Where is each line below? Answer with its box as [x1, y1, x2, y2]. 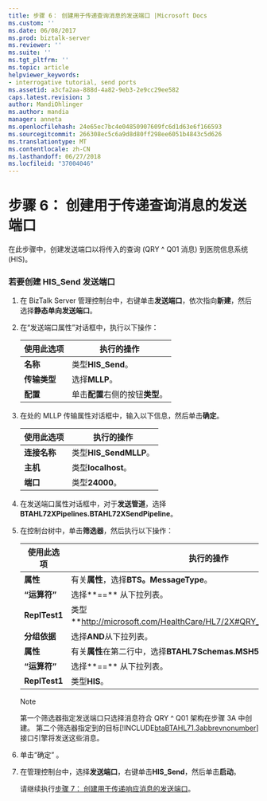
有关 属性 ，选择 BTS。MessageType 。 [71, 575, 212, 586]
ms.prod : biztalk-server [8, 33, 91, 42]
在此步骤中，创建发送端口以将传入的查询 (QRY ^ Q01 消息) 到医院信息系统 [8, 245, 249, 254]
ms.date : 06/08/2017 [8, 26, 77, 34]
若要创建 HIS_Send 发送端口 [8, 276, 115, 287]
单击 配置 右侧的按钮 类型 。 [71, 389, 168, 400]
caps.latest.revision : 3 [8, 93, 91, 101]
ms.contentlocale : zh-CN [8, 145, 91, 153]
